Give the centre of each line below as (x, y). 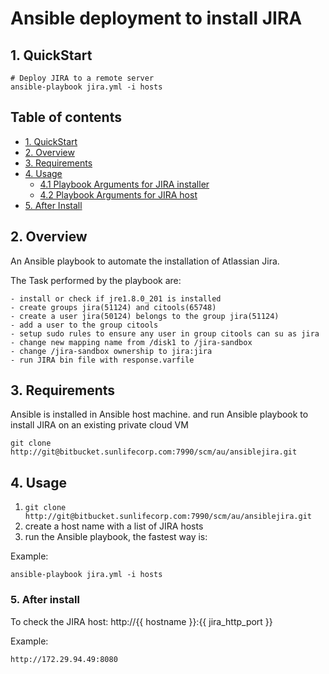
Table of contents (66, 117)
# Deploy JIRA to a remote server (82, 78)
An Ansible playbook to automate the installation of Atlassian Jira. (145, 261)
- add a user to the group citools (84, 325)
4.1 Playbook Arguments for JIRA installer (124, 184)
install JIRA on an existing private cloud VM (99, 425)
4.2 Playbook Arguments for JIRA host (118, 194)
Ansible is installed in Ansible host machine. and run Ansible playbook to (159, 414)
